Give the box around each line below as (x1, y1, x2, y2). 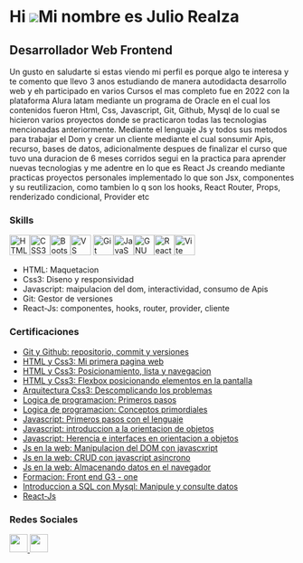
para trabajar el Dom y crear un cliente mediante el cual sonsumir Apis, (9, 134, 274, 144)
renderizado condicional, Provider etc (9, 192, 150, 202)
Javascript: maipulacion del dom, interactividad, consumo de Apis (22, 283, 269, 295)
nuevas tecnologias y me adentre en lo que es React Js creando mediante (9, 163, 286, 173)
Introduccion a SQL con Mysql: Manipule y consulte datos (22, 481, 238, 491)
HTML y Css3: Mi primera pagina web (22, 356, 165, 367)
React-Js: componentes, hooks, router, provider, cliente (22, 303, 231, 314)
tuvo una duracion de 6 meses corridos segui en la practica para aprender (9, 153, 287, 164)
